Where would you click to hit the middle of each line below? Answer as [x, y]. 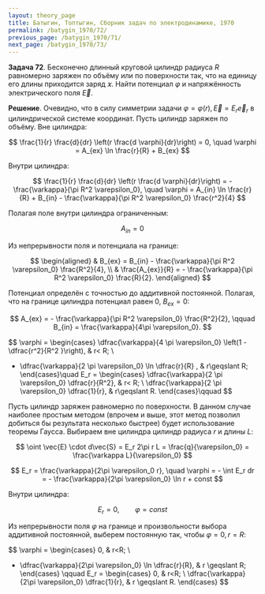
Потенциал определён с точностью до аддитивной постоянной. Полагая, [132, 293]
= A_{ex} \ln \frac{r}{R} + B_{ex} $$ [132, 150]
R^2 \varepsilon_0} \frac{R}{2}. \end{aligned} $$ [132, 278]
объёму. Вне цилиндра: [48, 126]
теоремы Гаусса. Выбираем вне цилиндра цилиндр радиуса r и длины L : [131, 431]
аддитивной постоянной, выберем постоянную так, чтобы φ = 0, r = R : [127, 535]
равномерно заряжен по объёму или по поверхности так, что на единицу [132, 76]
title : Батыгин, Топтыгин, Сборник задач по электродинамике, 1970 [121, 23]
